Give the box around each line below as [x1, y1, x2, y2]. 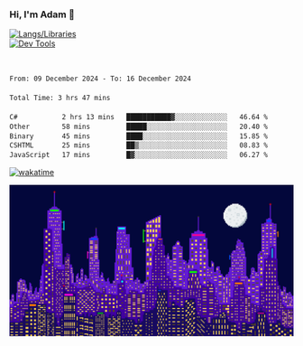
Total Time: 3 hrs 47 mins [9, 94, 111, 103]
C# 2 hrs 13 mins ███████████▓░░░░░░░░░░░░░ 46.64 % [9, 112, 269, 121]
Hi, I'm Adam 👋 [9, 8, 75, 21]
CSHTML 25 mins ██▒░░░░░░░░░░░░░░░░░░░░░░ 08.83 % [9, 141, 269, 150]
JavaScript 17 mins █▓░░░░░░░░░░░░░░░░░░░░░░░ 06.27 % [9, 151, 269, 160]
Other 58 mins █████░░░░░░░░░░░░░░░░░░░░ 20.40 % [9, 122, 269, 131]
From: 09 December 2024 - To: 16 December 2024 [9, 74, 192, 84]
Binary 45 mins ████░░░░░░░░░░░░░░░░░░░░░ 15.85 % [9, 131, 269, 141]
